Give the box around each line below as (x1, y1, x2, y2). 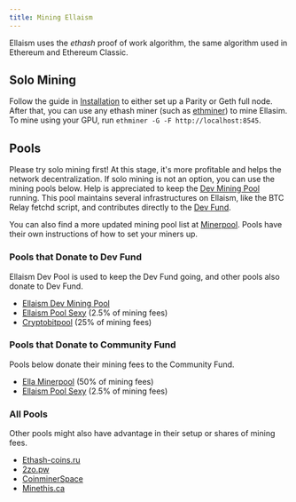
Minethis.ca (21, 483, 65, 494)
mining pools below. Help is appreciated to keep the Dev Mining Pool (9, 183, 260, 194)
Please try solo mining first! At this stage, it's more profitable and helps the (9, 164, 282, 175)
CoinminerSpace (21, 474, 84, 484)
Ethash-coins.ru (21, 455, 82, 466)
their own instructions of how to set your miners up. (9, 228, 198, 240)
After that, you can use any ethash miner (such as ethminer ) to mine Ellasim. (9, 106, 288, 116)
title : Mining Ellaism (9, 12, 93, 22)
